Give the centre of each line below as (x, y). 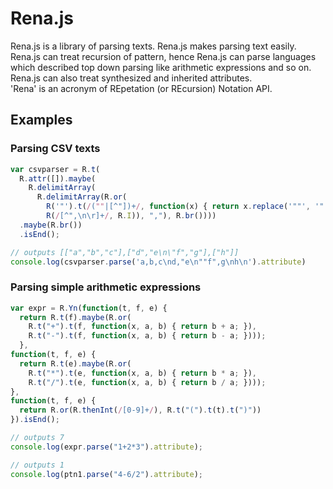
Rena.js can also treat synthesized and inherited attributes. (131, 78)
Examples (41, 120)
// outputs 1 (37, 465)
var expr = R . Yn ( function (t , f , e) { (89, 308)
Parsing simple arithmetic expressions (106, 287)
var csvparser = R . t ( (55, 169)
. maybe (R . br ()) (51, 225)
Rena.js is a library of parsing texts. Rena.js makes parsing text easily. (153, 46)
